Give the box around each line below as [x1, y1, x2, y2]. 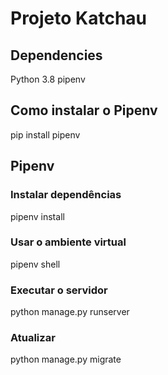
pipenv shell [10, 258, 61, 270]
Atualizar [10, 331, 56, 345]
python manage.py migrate [10, 353, 122, 366]
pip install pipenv [10, 128, 81, 141]
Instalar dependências [10, 188, 122, 202]
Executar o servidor [10, 283, 108, 297]
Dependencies [10, 47, 103, 64]
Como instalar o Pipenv [10, 102, 158, 119]
